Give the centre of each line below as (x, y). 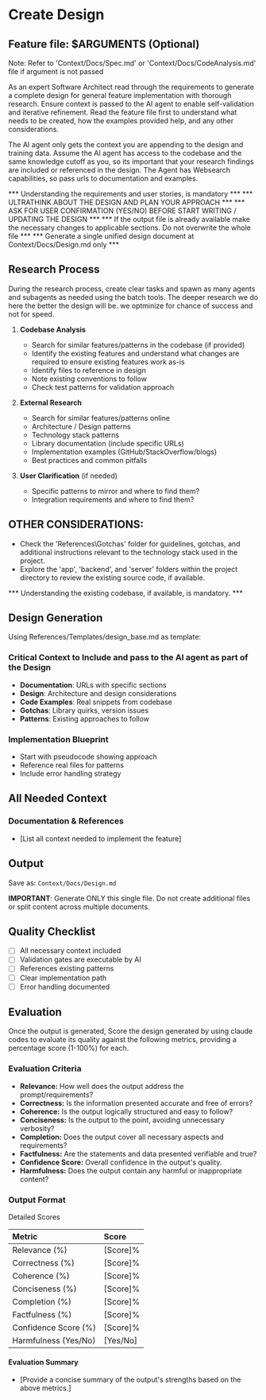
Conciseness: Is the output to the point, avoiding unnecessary (122, 1120)
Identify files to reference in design (89, 370)
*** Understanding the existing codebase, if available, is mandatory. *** (126, 593)
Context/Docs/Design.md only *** (64, 245)
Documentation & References (66, 821)
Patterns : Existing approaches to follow (84, 718)
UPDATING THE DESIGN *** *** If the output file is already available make (129, 219)
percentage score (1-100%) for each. (69, 1048)
